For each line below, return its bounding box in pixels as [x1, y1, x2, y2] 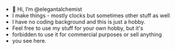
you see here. [12, 37, 47, 44]
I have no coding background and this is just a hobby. [12, 18, 146, 25]
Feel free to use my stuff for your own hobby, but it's [12, 24, 144, 32]
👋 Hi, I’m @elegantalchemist [12, 6, 82, 12]
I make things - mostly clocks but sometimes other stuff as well [12, 12, 170, 19]
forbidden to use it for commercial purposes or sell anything [12, 31, 162, 38]
